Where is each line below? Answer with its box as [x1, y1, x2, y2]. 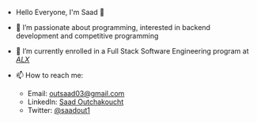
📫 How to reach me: [15, 71, 84, 80]
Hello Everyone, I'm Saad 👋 [15, 8, 105, 17]
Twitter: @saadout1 [27, 106, 91, 114]
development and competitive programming [15, 32, 159, 40]
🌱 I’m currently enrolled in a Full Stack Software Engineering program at [15, 47, 249, 55]
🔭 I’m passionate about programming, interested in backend [15, 23, 211, 32]
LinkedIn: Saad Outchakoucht [27, 97, 124, 106]
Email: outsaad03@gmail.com [27, 89, 125, 98]
